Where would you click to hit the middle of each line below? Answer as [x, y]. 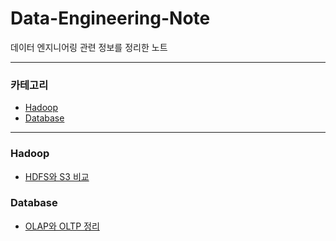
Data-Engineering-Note [110, 18]
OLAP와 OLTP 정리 [62, 226]
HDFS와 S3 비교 [57, 176]
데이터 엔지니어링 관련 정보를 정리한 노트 [89, 47]
